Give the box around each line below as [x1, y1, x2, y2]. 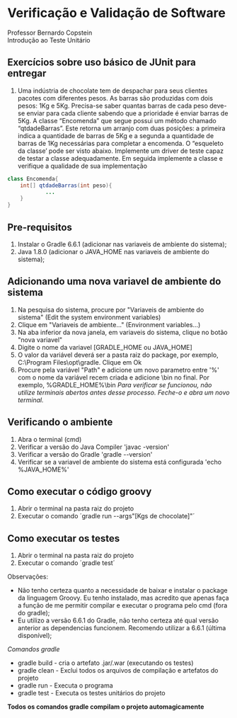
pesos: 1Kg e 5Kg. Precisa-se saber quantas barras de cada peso [17, 101, 209, 110]
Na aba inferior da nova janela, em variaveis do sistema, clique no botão [17, 328, 228, 336]
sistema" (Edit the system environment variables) [17, 313, 161, 321]
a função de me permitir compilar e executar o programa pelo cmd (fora [17, 601, 228, 610]
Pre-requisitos [7, 221, 73, 233]
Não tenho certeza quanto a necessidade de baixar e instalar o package [17, 586, 228, 595]
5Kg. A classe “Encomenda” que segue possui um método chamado [17, 116, 217, 125]
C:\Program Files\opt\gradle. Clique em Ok [17, 358, 142, 366]
